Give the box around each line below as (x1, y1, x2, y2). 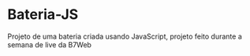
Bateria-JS (7, 6, 79, 24)
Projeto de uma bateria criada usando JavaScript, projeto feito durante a (7, 32, 242, 41)
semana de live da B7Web (7, 39, 92, 49)
